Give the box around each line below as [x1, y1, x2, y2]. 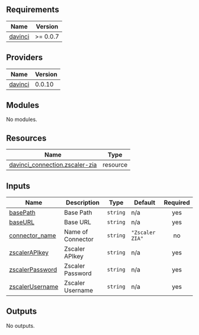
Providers [6, 53, 43, 63]
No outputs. [6, 322, 35, 329]
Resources [6, 133, 47, 143]
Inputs [6, 181, 31, 191]
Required [163, 199, 190, 207]
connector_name [9, 231, 56, 240]
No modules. [6, 116, 37, 123]
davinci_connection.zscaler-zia [9, 161, 97, 169]
